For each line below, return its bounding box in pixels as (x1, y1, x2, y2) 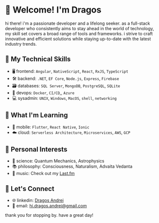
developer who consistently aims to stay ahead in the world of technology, (5, 25, 154, 31)
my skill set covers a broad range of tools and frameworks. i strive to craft (5, 31, 153, 36)
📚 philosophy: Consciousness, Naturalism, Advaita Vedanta (12, 163, 133, 169)
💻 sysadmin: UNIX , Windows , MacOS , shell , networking (12, 95, 117, 101)
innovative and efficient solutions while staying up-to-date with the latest (5, 36, 151, 42)
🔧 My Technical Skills (5, 55, 71, 64)
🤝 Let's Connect (5, 184, 54, 193)
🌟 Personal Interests (5, 145, 68, 153)
